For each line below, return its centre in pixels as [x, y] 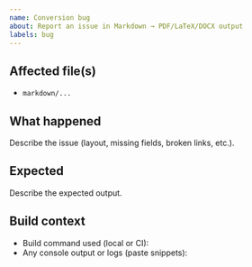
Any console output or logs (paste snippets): [105, 253]
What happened [55, 121]
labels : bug [31, 34]
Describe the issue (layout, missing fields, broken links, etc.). [122, 143]
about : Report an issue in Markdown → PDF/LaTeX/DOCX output [126, 26]
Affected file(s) [53, 71]
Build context [47, 221]
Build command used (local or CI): [85, 243]
